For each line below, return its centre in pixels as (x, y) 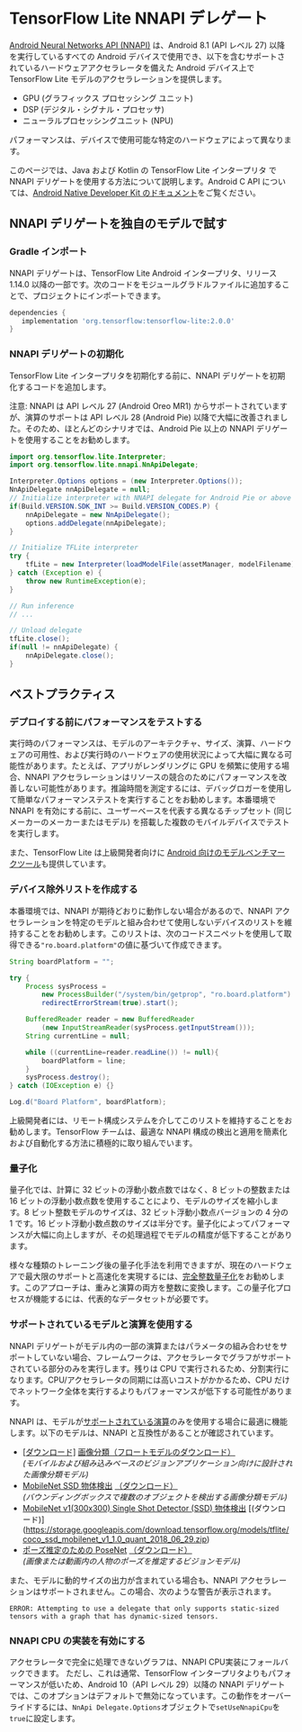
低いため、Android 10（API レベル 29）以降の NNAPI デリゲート (167, 1684)
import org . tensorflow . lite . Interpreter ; (88, 457)
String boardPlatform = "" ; (62, 961)
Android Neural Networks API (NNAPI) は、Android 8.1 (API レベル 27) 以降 (147, 45)
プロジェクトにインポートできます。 (99, 295)
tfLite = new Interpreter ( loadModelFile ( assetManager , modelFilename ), (162, 565)
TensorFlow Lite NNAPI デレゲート (138, 18)
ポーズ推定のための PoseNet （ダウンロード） (107, 1549)
